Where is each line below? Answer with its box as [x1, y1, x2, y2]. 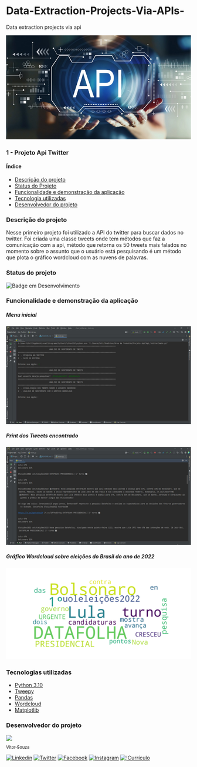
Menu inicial [6, 312, 37, 319]
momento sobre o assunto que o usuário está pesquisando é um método [6, 248, 182, 255]
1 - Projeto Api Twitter [6, 148, 69, 156]
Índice [6, 163, 22, 170]
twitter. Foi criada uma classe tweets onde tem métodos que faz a [6, 235, 165, 242]
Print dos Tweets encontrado [6, 432, 79, 439]
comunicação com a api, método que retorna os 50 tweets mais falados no [6, 242, 187, 249]
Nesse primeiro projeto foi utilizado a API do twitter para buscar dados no [6, 229, 184, 236]
